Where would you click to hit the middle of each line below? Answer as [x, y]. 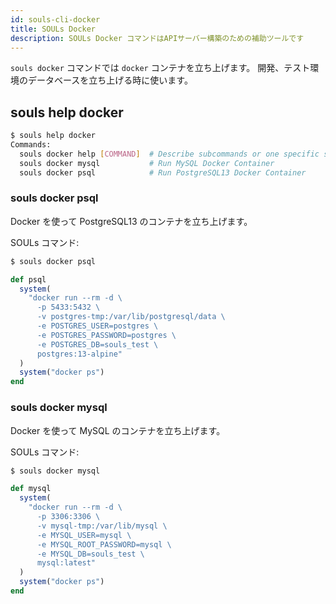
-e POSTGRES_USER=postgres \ [97, 326]
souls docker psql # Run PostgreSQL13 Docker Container [163, 172]
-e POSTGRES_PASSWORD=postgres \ [106, 335]
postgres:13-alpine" [79, 354]
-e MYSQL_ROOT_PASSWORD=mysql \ [104, 544]
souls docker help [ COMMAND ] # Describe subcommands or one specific [169, 154]
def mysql [31, 489]
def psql [28, 279]
